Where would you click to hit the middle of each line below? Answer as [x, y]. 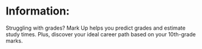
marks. [14, 41]
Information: [38, 11]
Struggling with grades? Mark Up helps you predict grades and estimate [96, 28]
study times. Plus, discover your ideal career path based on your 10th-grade [101, 34]
